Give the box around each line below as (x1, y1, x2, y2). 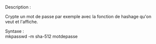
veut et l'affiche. (5, 19, 38, 24)
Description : (5, 4, 31, 10)
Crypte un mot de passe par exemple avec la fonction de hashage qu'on (5, 14, 152, 19)
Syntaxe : (5, 28, 25, 34)
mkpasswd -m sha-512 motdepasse (5, 34, 78, 39)
